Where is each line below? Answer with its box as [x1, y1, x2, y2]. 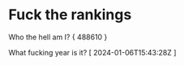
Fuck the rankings [8, 6, 132, 24]
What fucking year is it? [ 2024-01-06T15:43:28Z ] [8, 47, 177, 57]
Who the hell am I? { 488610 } [8, 32, 108, 42]
